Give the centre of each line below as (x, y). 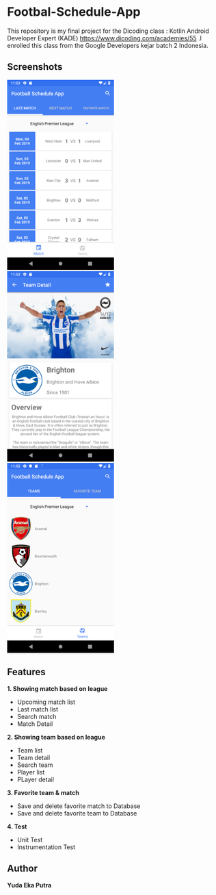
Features (26, 672)
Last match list (38, 709)
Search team (35, 765)
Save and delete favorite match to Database (79, 806)
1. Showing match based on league (57, 688)
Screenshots (35, 67)
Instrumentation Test (46, 847)
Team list (30, 750)
